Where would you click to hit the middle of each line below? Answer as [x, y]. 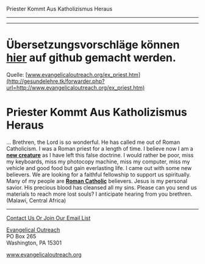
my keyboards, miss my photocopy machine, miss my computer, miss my [98, 162]
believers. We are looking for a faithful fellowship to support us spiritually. [99, 174]
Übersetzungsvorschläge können [93, 45]
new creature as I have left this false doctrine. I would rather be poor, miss [100, 155]
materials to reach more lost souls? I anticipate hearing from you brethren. [99, 194]
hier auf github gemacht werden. [91, 58]
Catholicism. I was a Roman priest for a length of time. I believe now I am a [100, 148]
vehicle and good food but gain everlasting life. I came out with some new [99, 168]
